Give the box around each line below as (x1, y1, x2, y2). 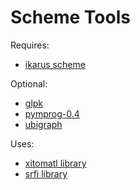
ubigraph (24, 118, 63, 130)
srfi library (24, 167, 68, 180)
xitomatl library (24, 157, 87, 169)
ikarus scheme (24, 58, 86, 70)
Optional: (10, 77, 48, 90)
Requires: (10, 39, 50, 51)
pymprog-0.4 (24, 107, 80, 120)
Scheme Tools (10, 6, 131, 29)
